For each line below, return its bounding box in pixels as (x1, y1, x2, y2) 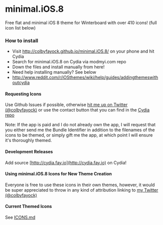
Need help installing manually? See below (12, 69, 96, 75)
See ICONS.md (5, 215, 36, 221)
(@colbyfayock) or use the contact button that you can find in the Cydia (5, 107, 150, 113)
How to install (5, 37, 38, 44)
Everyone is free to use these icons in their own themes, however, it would (5, 182, 155, 188)
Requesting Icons (5, 91, 42, 97)
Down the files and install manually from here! (12, 64, 105, 70)
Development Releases (5, 149, 53, 155)
